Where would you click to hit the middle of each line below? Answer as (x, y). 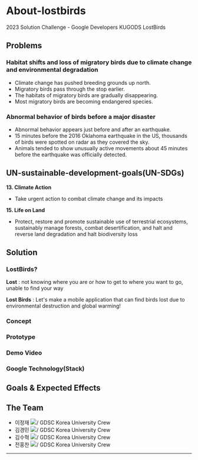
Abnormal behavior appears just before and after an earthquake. (93, 129)
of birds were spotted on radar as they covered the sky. (82, 142)
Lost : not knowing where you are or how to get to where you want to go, (95, 282)
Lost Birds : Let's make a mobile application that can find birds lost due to (96, 300)
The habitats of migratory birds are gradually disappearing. (86, 95)
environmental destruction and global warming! (63, 306)
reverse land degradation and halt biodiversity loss (76, 234)
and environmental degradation (52, 70)
